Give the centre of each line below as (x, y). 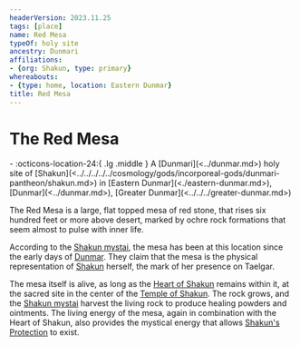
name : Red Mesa (38, 35)
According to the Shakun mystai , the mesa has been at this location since (146, 247)
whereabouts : (34, 77)
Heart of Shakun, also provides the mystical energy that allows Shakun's (145, 322)
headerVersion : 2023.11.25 (60, 18)
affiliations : (36, 60)
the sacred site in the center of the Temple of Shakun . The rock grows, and (150, 294)
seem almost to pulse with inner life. (77, 230)
